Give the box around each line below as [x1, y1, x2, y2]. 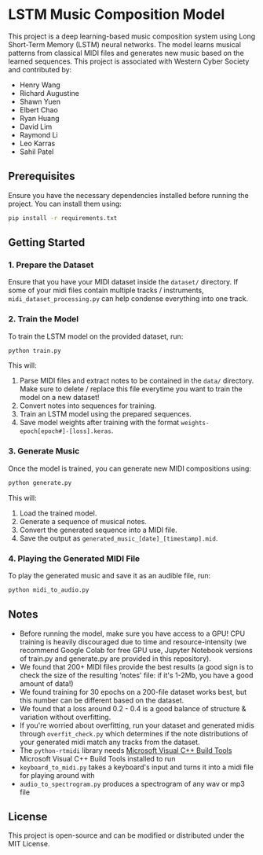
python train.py [8, 347, 61, 354]
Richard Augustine [19, 88, 80, 97]
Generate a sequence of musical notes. [19, 516, 148, 526]
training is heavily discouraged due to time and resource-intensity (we [19, 637, 247, 646]
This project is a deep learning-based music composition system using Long [8, 31, 256, 41]
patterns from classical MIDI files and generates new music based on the [8, 48, 245, 57]
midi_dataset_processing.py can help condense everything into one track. [8, 294, 249, 303]
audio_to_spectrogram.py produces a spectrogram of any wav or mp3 [19, 779, 245, 788]
